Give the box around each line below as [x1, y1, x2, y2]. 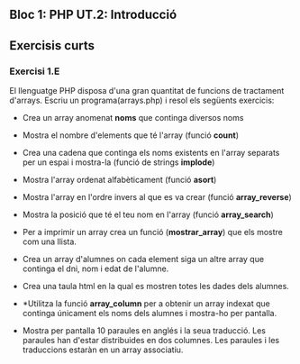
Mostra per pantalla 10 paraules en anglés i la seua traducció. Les [22, 325, 266, 336]
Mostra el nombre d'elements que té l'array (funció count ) [22, 130, 239, 141]
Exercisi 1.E [9, 65, 60, 77]
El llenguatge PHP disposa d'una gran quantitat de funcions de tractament [9, 86, 285, 96]
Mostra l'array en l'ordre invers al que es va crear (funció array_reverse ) [22, 192, 293, 203]
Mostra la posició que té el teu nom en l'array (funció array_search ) [22, 209, 274, 220]
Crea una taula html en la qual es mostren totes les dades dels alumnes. [22, 281, 290, 292]
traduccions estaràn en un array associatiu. [22, 344, 184, 355]
